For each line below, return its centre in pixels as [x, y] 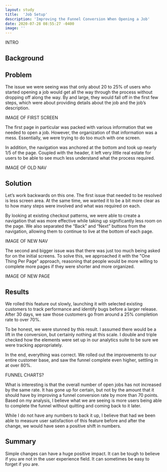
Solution [18, 183]
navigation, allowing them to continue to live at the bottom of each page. [79, 231]
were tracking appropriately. [34, 345]
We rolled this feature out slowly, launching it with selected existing [74, 303]
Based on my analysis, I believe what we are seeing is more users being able [83, 400]
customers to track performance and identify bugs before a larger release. [81, 309]
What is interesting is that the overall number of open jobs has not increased [83, 384]
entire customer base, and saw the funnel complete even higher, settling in [82, 360]
